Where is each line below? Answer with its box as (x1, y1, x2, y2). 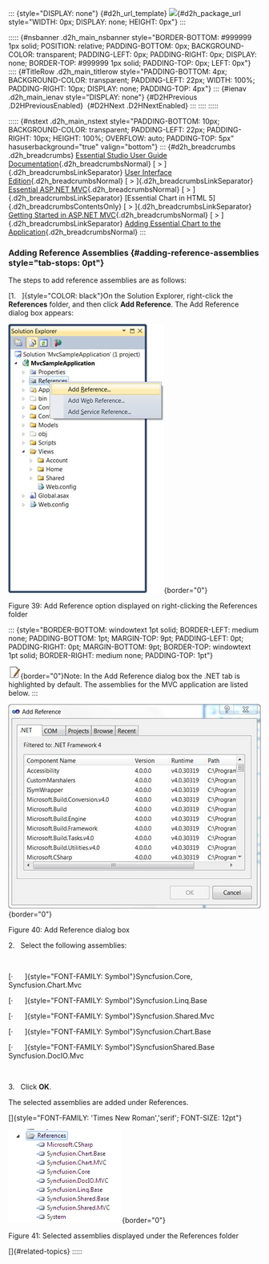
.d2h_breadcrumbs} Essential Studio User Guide (8, 151, 168, 160)
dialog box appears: (8, 308, 74, 318)
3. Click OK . (8, 1082, 52, 1091)
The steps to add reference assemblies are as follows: (8, 275, 187, 285)
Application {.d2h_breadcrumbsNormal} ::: (8, 227, 147, 237)
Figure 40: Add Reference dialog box (8, 925, 130, 935)
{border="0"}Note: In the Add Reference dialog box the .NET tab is (20, 671, 240, 681)
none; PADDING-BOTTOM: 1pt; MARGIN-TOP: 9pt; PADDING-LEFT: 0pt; (8, 634, 244, 644)
